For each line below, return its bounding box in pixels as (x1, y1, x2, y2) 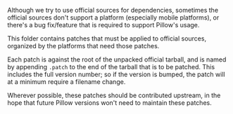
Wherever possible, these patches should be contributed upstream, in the (7, 91, 221, 99)
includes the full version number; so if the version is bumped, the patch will (7, 70, 225, 78)
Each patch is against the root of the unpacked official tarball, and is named (7, 55, 227, 64)
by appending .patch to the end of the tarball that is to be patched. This (7, 63, 215, 71)
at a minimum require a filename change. (7, 78, 126, 86)
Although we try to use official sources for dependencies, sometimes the (7, 6, 219, 14)
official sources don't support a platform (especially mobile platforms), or (7, 13, 220, 22)
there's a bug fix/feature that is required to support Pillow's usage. (7, 21, 200, 29)
